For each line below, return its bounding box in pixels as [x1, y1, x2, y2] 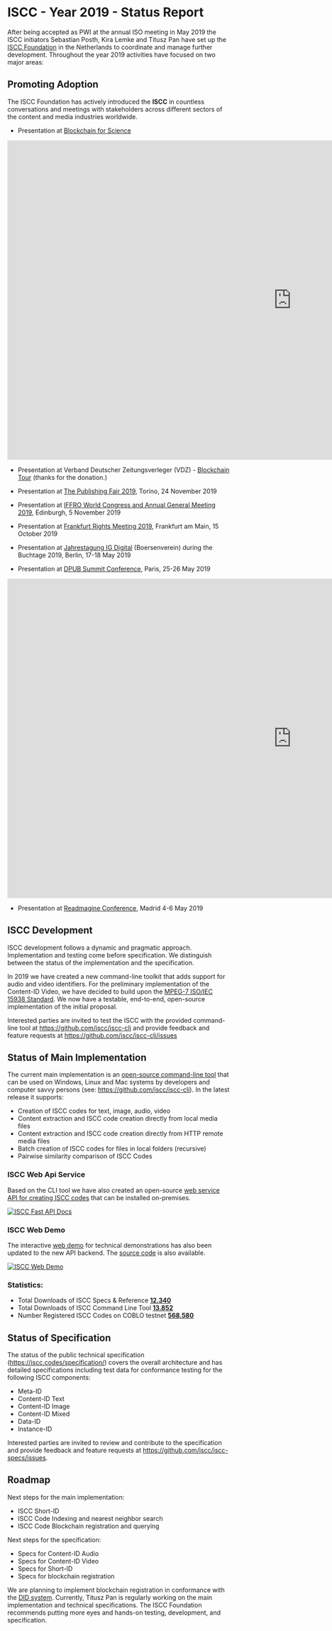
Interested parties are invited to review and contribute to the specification [7, 1439, 222, 1447]
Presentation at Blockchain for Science [17, 126, 131, 135]
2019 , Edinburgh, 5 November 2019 [17, 508, 121, 517]
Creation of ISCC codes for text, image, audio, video [17, 1106, 171, 1115]
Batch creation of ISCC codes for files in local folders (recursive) [17, 1144, 207, 1153]
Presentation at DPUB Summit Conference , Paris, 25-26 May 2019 [17, 564, 211, 573]
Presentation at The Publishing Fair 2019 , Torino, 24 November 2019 [17, 487, 218, 495]
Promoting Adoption [7, 79, 99, 91]
